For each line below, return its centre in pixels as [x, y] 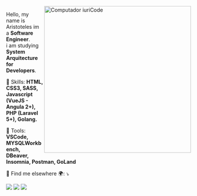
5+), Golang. [22, 119]
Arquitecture [22, 58]
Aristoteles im [23, 27]
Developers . [21, 70]
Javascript [20, 94]
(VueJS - [17, 100]
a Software [20, 33]
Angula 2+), [21, 107]
